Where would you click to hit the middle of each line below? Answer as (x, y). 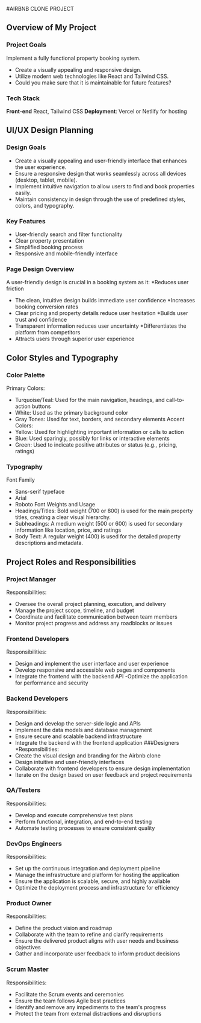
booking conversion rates (47, 307)
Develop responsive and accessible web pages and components (95, 670)
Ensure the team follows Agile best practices (70, 1001)
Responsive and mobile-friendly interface (66, 253)
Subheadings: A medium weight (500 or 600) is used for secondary (99, 524)
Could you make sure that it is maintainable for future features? (93, 82)
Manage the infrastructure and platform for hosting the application (97, 875)
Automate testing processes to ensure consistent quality (85, 828)
